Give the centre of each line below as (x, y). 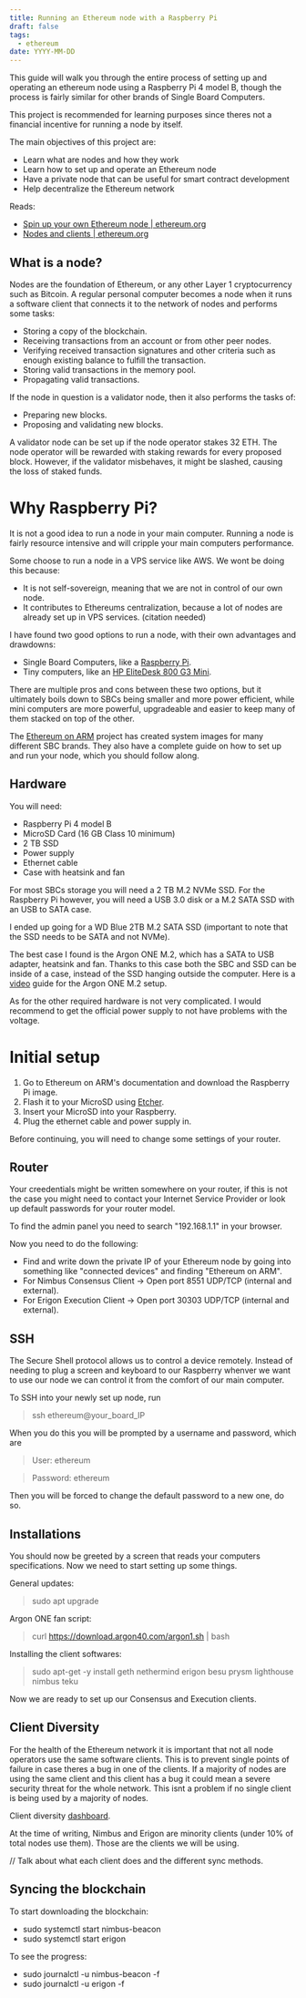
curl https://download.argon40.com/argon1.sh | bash (131, 1636)
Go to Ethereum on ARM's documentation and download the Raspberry (156, 1082)
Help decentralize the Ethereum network (98, 189)
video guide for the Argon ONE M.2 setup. (88, 983)
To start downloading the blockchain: (79, 1911)
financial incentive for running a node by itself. (97, 125)
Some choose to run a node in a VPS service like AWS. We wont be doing (147, 561)
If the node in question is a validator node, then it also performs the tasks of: (153, 397)
